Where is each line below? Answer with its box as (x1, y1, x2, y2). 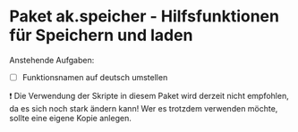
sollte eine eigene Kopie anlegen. (9, 113, 132, 123)
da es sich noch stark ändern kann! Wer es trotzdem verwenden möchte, (9, 103, 278, 113)
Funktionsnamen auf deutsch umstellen (21, 71, 168, 82)
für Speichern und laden (9, 25, 193, 45)
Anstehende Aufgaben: (9, 54, 95, 65)
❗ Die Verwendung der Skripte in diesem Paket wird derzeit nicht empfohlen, (9, 91, 289, 101)
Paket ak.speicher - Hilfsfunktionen (9, 6, 280, 27)
